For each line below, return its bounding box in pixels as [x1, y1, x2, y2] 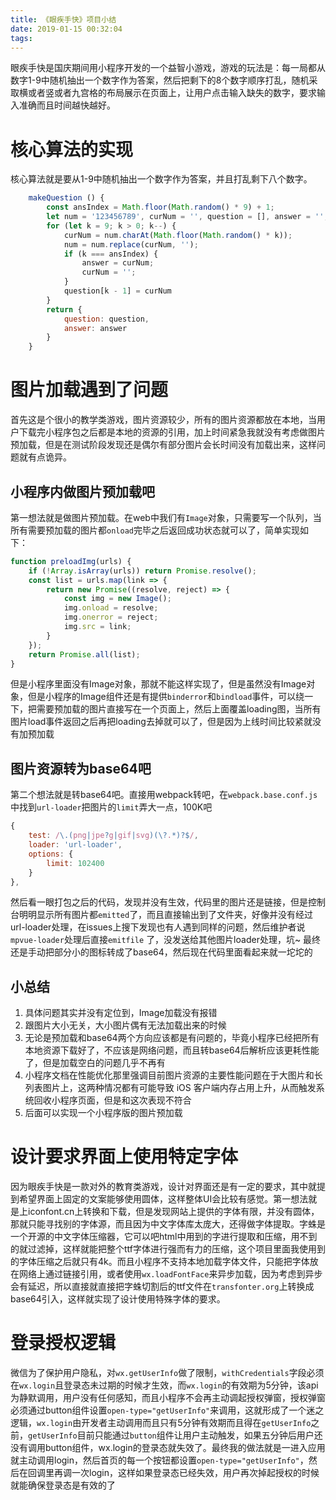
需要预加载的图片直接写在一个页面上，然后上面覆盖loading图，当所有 [36, 703, 322, 715]
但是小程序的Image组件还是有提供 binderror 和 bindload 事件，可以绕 [27, 691, 305, 703]
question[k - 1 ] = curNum [63, 286, 172, 296]
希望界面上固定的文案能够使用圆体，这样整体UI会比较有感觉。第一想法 [18, 1193, 309, 1205]
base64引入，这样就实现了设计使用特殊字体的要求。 [10, 1293, 226, 1305]
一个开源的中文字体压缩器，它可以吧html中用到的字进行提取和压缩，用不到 [10, 1231, 318, 1243]
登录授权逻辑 [10, 1332, 117, 1355]
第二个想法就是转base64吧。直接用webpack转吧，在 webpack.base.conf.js [10, 789, 318, 801]
